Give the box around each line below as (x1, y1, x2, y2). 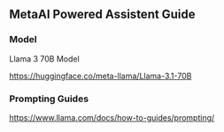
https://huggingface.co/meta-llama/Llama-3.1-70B (9, 70, 192, 81)
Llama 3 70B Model (9, 53, 80, 64)
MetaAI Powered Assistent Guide (9, 7, 196, 22)
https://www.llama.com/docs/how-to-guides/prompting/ (9, 112, 215, 122)
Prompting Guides (9, 92, 89, 105)
